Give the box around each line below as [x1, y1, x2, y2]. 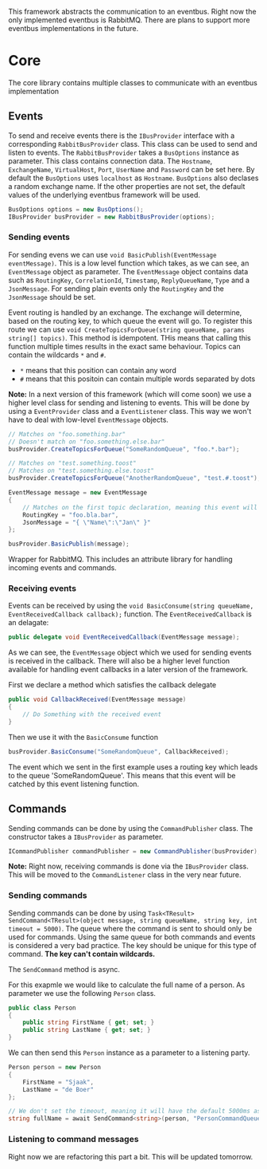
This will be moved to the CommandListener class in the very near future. [8, 870, 242, 880]
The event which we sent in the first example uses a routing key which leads [8, 762, 258, 772]
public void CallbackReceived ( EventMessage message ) [8, 695, 187, 704]
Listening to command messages [8, 1134, 139, 1145]
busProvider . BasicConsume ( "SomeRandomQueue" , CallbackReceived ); [8, 747, 229, 756]
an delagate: [8, 618, 49, 628]
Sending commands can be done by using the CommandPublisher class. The [8, 823, 253, 832]
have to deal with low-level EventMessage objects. [8, 415, 169, 424]
